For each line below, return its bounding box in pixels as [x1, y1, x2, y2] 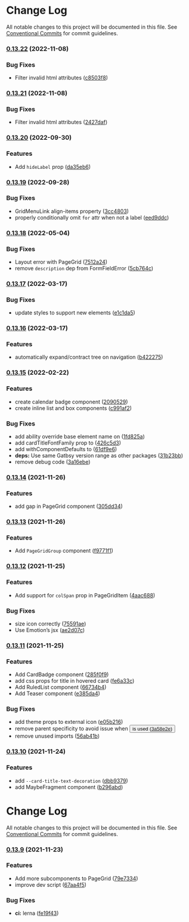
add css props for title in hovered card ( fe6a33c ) [14, 677, 135, 684]
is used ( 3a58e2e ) [132, 726, 173, 732]
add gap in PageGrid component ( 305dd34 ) [14, 502, 123, 510]
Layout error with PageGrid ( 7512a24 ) [14, 258, 108, 266]
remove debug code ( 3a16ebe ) [14, 458, 91, 465]
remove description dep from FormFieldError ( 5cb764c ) [14, 265, 154, 272]
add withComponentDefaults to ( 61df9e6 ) [14, 445, 117, 452]
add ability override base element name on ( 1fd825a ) [14, 433, 145, 440]
